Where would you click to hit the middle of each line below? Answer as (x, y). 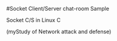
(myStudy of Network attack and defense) (59, 31)
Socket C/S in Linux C (33, 20)
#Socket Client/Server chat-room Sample (58, 9)
